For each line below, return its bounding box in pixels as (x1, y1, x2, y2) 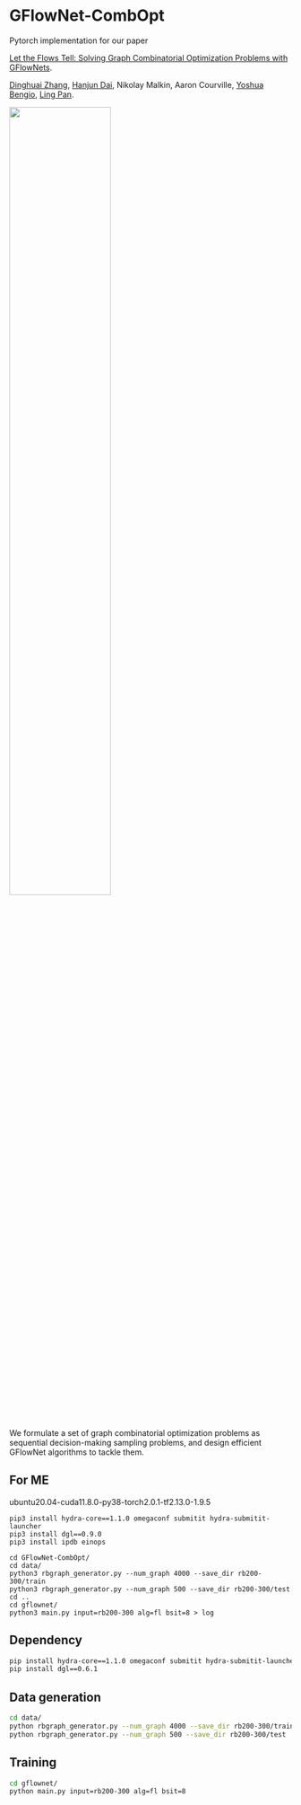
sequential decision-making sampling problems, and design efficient (9, 1437, 262, 1448)
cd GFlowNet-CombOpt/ (9, 1553, 90, 1563)
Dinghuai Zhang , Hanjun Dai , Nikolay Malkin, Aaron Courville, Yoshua (9, 79, 264, 90)
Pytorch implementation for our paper (9, 35, 149, 46)
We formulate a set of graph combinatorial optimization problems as (9, 1427, 261, 1438)
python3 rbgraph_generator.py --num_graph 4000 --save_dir (9, 1569, 235, 1578)
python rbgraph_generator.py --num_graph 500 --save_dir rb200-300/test (9, 1730, 287, 1739)
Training (9, 1755, 57, 1770)
